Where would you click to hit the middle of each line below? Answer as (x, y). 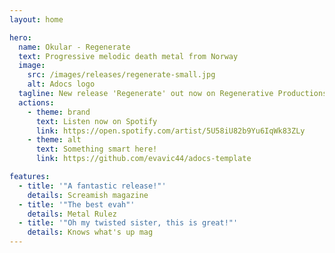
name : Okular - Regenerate (74, 47)
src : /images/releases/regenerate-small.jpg (121, 75)
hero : (20, 37)
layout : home (36, 19)
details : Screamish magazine (88, 195)
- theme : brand (59, 112)
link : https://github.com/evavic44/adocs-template (143, 159)
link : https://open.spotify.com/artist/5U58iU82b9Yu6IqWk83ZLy (170, 131)
